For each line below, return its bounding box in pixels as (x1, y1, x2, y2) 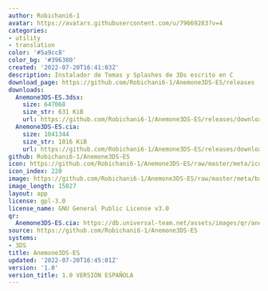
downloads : (8, 85, 45, 94)
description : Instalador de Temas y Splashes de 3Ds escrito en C (8, 71, 234, 79)
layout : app (8, 189, 48, 198)
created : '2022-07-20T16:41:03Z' (8, 64, 120, 72)
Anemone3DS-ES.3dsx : (15, 93, 84, 101)
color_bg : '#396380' (8, 57, 77, 65)
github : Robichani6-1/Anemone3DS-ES (8, 152, 130, 160)
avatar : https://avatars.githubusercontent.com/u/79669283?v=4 (8, 19, 223, 27)
